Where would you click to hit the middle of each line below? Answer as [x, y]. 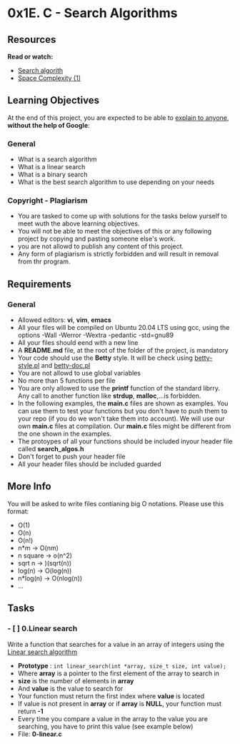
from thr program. [44, 261]
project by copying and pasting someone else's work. [97, 239]
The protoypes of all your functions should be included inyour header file [125, 441]
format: [18, 511]
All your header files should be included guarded [90, 464]
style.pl [29, 366]
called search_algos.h [51, 449]
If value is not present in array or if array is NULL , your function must [119, 703]
